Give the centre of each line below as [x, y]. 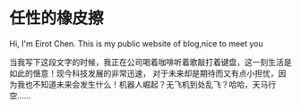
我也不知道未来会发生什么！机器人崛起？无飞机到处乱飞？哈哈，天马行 [146, 84]
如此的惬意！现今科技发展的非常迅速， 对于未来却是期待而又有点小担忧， [144, 73]
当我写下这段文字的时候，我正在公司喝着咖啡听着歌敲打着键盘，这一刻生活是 [150, 62]
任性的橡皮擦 [57, 18]
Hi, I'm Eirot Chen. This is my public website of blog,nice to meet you [137, 43]
